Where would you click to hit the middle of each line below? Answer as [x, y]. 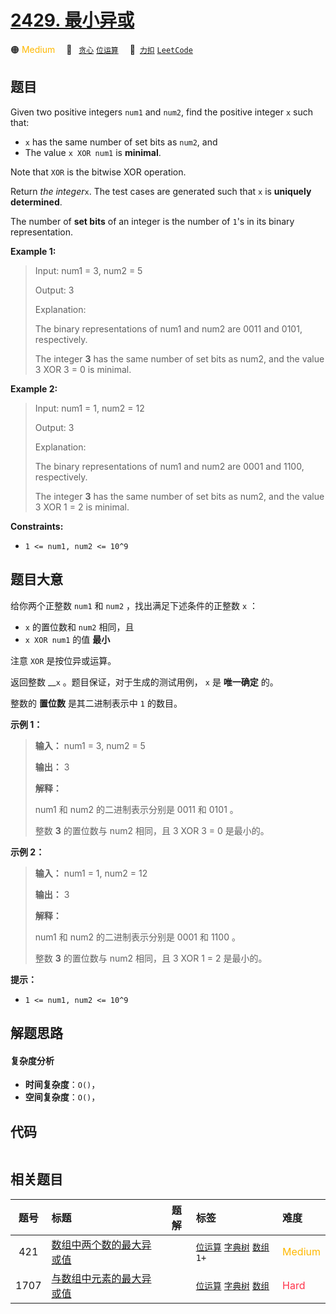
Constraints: [37, 526]
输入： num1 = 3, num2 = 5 [90, 745]
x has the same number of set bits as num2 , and [121, 142]
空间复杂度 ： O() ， [62, 1097]
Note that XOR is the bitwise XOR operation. [98, 172]
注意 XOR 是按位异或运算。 [63, 660]
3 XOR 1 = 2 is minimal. [82, 507]
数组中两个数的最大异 [101, 1244]
